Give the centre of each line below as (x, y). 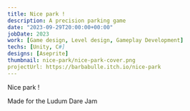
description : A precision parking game (67, 21)
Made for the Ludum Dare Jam (52, 101)
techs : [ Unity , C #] (36, 47)
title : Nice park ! (36, 14)
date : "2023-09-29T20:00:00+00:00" (60, 27)
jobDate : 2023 (29, 34)
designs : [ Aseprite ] (38, 54)
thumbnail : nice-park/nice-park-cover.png (71, 60)
